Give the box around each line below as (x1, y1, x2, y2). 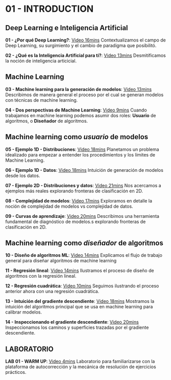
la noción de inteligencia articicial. (5, 58, 77, 64)
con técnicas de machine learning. (5, 97, 78, 103)
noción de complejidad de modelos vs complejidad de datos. (5, 203, 134, 209)
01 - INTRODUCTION (5, 3, 94, 15)
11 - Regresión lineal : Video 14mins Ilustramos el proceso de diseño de (5, 267, 154, 274)
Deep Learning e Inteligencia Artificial (5, 24, 129, 32)
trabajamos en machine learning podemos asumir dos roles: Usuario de (5, 112, 157, 118)
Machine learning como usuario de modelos (5, 132, 149, 141)
